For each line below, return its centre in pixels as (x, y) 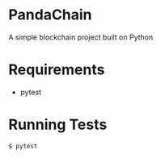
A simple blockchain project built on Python (81, 37)
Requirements (57, 70)
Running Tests (58, 125)
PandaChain (50, 15)
